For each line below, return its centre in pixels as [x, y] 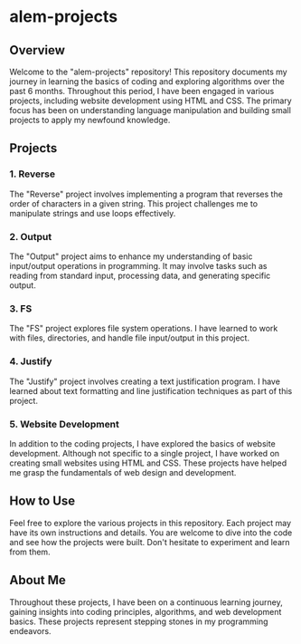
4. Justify [31, 361]
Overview [38, 50]
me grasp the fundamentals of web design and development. [123, 472]
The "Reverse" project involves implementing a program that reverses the [146, 194]
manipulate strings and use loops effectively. [93, 213]
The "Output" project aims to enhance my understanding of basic [131, 256]
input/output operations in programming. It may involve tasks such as [138, 265]
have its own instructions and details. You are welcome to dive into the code [151, 533]
